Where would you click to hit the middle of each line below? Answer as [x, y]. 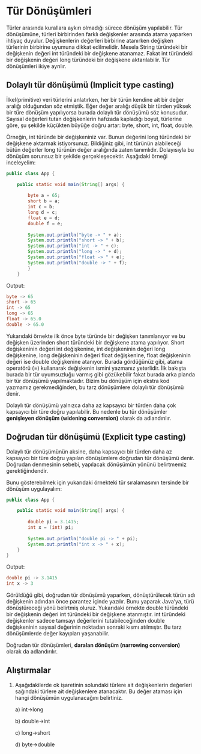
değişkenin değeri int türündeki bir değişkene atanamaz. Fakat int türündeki [100, 53]
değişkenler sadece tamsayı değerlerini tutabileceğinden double [85, 621]
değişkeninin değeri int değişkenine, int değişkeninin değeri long [86, 349]
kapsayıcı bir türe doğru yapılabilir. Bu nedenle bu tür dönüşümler [87, 411]
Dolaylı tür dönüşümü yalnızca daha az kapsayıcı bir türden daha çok [91, 405]
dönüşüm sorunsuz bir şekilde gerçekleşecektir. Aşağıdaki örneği [87, 156]
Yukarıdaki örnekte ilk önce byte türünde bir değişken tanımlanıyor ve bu [96, 336]
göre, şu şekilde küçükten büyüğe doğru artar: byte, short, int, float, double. [100, 125]
